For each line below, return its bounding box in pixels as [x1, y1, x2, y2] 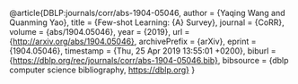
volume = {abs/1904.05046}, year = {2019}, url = [9, 27, 190, 37]
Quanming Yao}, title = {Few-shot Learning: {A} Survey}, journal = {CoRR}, [9, 17, 285, 28]
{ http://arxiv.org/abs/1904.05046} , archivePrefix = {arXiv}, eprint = [9, 36, 258, 46]
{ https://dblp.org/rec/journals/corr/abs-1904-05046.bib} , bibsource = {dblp [9, 55, 289, 65]
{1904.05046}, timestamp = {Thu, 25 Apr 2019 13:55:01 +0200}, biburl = [9, 46, 276, 56]
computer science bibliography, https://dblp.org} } [9, 64, 196, 75]
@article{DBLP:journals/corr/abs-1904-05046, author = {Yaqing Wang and [9, 8, 285, 18]
